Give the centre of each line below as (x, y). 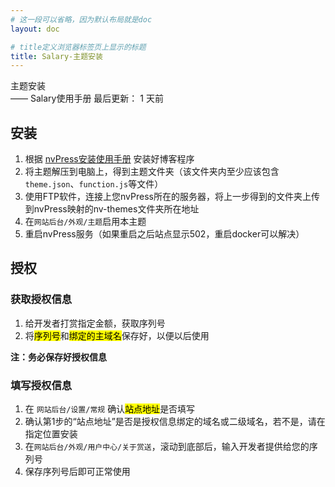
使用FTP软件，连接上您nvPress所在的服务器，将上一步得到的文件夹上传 (172, 197)
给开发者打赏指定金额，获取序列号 (95, 323)
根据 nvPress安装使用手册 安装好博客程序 (109, 159)
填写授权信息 (41, 385)
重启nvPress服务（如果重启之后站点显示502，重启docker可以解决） (164, 234)
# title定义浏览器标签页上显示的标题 (78, 47)
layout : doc (35, 29)
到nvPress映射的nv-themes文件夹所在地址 (112, 209)
